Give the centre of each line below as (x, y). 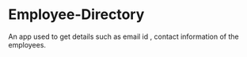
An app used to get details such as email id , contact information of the (123, 36)
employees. (27, 44)
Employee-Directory (76, 15)
